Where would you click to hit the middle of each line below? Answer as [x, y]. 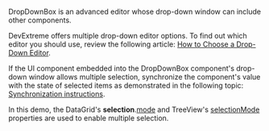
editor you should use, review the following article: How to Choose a [122, 44]
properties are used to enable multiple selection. [89, 118]
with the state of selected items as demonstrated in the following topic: [126, 85]
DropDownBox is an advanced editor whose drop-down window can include [135, 12]
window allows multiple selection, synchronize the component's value [145, 77]
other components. [40, 20]
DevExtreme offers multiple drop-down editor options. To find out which [128, 36]
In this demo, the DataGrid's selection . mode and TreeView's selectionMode [134, 109]
